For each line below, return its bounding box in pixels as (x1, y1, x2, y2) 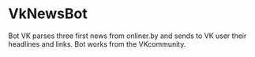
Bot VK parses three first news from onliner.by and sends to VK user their (8, 31, 247, 40)
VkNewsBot (8, 5, 88, 23)
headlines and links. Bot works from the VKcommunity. (8, 39, 186, 48)
